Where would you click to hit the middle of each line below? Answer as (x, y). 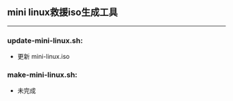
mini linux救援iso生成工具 (62, 12)
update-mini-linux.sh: (45, 40)
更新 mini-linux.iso (43, 57)
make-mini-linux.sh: (42, 75)
